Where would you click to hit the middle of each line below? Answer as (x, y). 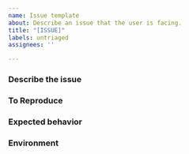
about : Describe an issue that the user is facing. (95, 23)
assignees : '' (32, 45)
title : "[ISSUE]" (37, 30)
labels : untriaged (38, 38)
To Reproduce (36, 100)
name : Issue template (44, 15)
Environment (34, 143)
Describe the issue (45, 80)
